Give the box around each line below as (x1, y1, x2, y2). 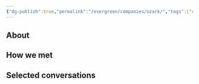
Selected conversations (6, 70, 96, 80)
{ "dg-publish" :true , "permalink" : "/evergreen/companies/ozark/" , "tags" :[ (6, 8, 190, 15)
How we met (6, 51, 53, 61)
